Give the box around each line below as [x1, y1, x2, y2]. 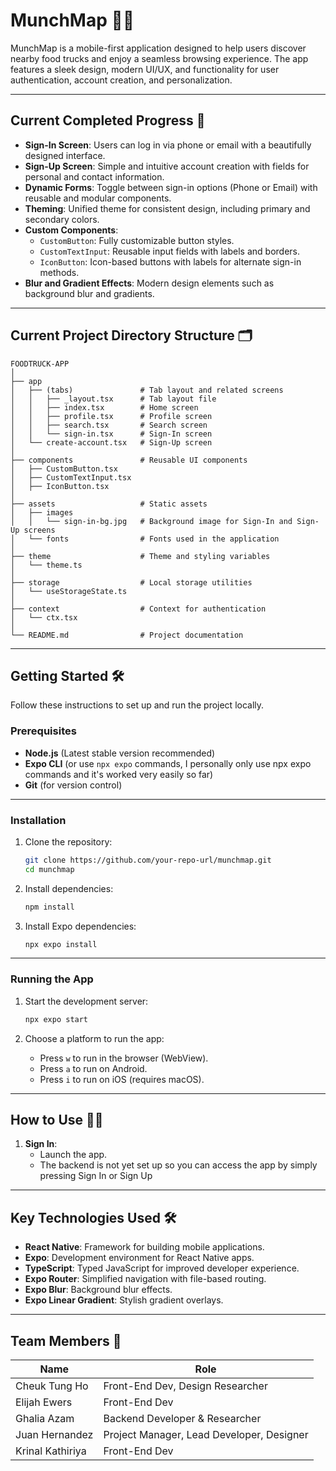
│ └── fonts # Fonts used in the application [10, 534, 280, 544]
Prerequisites [10, 724, 77, 738]
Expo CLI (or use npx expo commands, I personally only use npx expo [24, 757, 312, 769]
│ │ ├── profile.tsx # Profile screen [10, 411, 213, 421]
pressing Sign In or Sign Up [39, 1170, 153, 1182]
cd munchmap [24, 864, 75, 874]
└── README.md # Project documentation [10, 630, 244, 640]
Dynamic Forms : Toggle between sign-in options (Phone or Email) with [24, 181, 318, 193]
